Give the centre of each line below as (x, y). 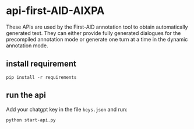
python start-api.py (31, 120)
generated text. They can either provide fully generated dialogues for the (94, 33)
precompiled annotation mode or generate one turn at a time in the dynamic (97, 39)
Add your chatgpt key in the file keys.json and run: (67, 109)
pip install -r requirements (41, 77)
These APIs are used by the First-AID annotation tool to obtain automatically (97, 27)
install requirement (41, 64)
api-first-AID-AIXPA (55, 11)
